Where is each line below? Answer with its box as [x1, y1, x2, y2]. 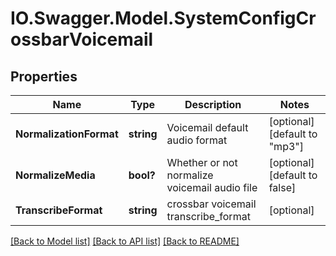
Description [184, 98, 242, 111]
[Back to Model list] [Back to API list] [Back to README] [10, 235, 240, 247]
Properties [10, 68, 78, 85]
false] [268, 181, 297, 194]
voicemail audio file [166, 181, 258, 194]
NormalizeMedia [15, 168, 96, 182]
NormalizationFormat [15, 127, 119, 141]
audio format [166, 133, 228, 147]
